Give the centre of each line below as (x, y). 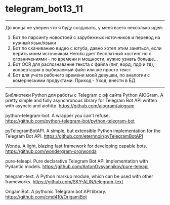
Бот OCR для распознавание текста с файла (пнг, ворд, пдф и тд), (83, 64)
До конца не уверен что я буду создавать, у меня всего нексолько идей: (84, 27)
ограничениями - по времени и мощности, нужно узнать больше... (85, 59)
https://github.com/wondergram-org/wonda (51, 151)
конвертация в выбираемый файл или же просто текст (72, 69)
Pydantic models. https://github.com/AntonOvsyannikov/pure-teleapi (77, 166)
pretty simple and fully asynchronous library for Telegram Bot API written (81, 100)
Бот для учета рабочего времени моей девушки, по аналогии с (81, 75)
